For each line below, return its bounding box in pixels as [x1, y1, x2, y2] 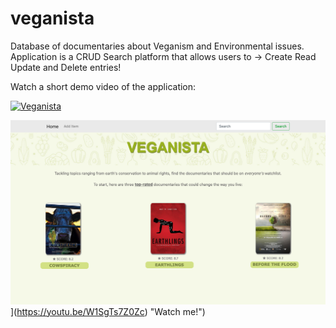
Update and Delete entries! [10, 61, 122, 73]
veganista [10, 7, 95, 30]
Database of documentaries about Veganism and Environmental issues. [10, 40, 305, 52]
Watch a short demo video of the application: [10, 80, 197, 92]
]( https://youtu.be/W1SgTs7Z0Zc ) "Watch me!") [10, 305, 206, 317]
